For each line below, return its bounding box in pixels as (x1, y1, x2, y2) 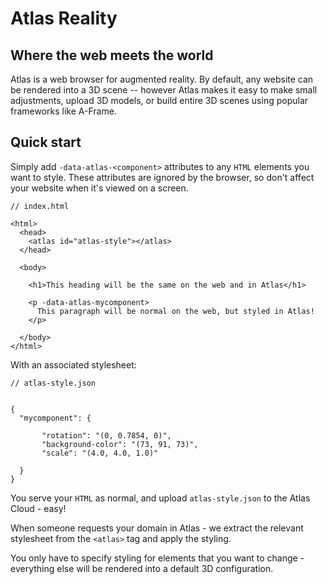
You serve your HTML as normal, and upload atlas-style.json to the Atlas (10, 492, 311, 504)
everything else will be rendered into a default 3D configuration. (10, 562, 274, 574)
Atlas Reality (10, 7, 118, 30)
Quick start (10, 134, 82, 151)
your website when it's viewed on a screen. (10, 182, 189, 194)
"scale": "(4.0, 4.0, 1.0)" (41, 448, 159, 458)
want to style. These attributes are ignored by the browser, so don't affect (10, 171, 315, 183)
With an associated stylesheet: (10, 358, 137, 371)
